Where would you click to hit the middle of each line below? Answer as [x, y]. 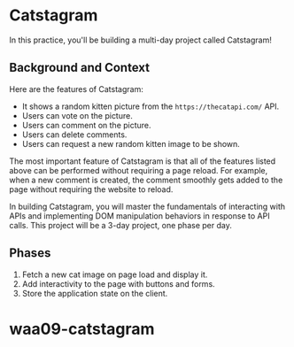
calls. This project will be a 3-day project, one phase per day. [120, 225]
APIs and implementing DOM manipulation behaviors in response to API [139, 216]
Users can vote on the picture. [77, 115]
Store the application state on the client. [95, 293]
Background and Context [80, 68]
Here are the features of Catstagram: [76, 89]
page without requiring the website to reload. [91, 189]
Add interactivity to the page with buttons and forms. [118, 283]
